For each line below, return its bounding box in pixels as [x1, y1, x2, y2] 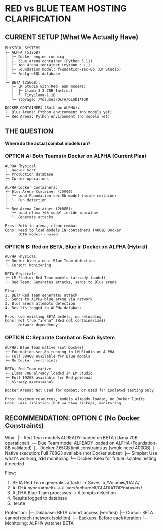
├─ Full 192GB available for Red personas [5, 375, 93, 380]
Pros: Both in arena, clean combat [5, 223, 78, 229]
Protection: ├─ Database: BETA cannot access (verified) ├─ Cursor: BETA [5, 510, 153, 515]
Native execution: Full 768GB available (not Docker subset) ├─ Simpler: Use [5, 450, 158, 456]
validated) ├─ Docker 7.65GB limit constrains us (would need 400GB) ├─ [11, 445, 158, 451]
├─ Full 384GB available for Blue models [5, 354, 91, 359]
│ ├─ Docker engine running [5, 54, 64, 59]
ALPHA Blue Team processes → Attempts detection [12, 489, 116, 496]
